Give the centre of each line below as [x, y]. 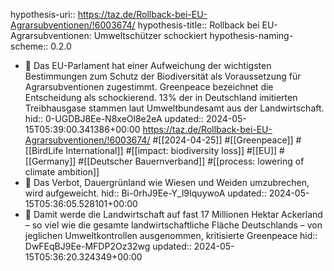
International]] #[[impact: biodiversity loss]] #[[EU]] [171, 150]
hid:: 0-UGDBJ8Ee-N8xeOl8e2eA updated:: [114, 118]
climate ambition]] [62, 172]
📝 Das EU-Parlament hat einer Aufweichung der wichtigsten [148, 65]
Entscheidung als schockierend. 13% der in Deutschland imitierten [161, 97]
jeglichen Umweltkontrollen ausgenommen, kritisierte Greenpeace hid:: [171, 235]
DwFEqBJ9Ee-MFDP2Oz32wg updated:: [108, 246]
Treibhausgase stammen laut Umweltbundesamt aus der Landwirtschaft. [174, 108]
